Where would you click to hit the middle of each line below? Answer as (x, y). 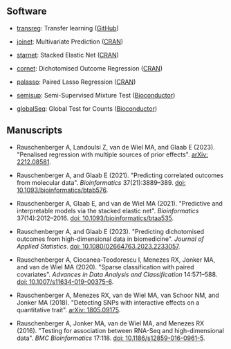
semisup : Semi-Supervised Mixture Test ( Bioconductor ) (96, 95)
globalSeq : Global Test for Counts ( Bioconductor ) (87, 108)
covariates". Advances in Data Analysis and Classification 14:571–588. (117, 274)
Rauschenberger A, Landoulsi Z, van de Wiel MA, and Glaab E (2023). (115, 147)
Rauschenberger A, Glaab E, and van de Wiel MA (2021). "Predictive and (119, 203)
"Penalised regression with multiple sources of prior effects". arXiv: (112, 154)
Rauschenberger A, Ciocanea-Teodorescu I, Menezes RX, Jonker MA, (116, 260)
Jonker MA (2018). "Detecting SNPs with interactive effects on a (108, 302)
